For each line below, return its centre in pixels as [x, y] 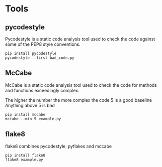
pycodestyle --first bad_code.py [40, 58]
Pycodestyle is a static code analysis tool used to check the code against [80, 39]
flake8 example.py [24, 160]
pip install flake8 [25, 155]
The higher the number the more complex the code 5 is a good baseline [79, 100]
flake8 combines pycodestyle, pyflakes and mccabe [58, 146]
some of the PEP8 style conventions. [43, 44]
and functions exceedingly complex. [42, 90]
